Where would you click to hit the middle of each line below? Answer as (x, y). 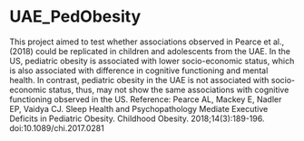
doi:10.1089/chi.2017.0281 (57, 127)
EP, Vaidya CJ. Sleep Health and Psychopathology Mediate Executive (139, 108)
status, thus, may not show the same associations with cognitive (169, 89)
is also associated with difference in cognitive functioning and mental (139, 70)
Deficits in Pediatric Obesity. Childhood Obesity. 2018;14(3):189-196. (137, 118)
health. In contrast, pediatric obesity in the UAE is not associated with (139, 80)
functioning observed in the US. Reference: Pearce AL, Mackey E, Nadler (146, 99)
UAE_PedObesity (75, 17)
